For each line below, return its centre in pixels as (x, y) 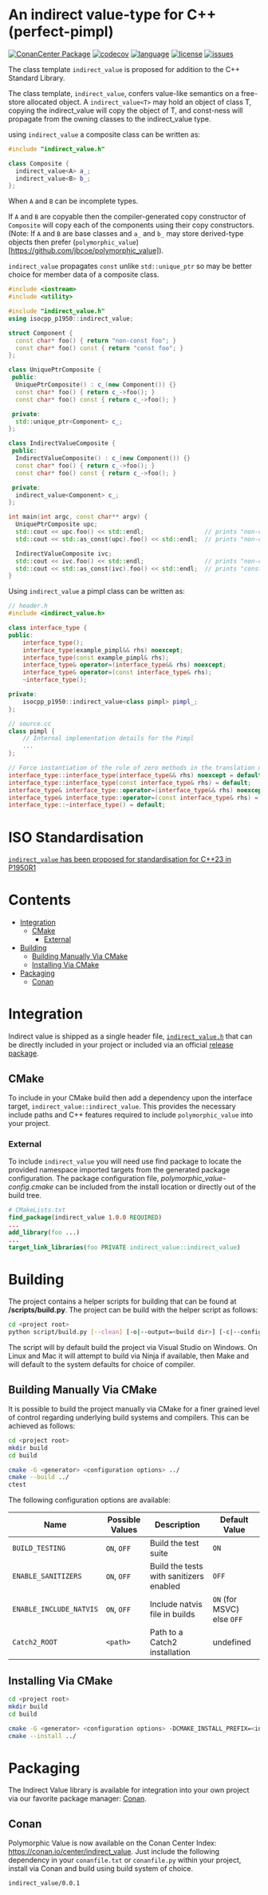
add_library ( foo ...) (44, 1232)
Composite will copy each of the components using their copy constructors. (132, 225)
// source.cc (30, 723)
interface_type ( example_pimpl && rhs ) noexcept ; (103, 650)
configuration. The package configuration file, (84, 1179)
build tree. (25, 1196)
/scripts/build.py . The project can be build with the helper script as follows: (133, 1310)
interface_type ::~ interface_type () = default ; (87, 805)
